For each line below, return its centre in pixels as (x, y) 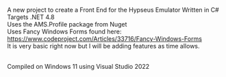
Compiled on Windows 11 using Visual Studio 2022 (78, 66)
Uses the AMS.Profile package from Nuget (67, 24)
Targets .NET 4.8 (31, 17)
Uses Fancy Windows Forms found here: (64, 31)
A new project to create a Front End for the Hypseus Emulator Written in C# (113, 10)
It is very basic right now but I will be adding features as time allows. (103, 46)
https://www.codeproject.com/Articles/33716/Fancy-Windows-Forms (104, 39)
